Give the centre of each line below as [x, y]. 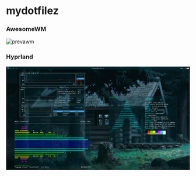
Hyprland [20, 57]
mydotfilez [33, 11]
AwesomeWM [26, 29]
